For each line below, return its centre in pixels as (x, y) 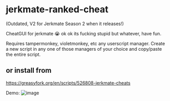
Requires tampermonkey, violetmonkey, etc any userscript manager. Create (86, 43)
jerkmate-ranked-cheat (57, 9)
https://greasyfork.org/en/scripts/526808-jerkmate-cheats (68, 83)
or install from (29, 70)
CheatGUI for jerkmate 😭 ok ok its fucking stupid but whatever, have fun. (83, 33)
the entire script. (23, 54)
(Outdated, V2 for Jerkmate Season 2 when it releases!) (65, 24)
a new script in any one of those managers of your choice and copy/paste (84, 49)
